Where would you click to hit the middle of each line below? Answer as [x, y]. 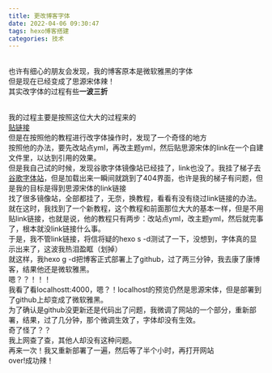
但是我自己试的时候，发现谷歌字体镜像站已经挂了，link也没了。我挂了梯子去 [135, 168]
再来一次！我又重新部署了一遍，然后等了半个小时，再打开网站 [111, 350]
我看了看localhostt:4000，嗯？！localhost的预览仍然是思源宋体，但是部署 [132, 289]
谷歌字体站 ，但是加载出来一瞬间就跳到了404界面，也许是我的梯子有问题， [132, 178]
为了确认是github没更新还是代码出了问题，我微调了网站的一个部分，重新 [129, 310]
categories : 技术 [36, 39]
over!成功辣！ [31, 361]
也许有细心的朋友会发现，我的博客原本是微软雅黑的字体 [100, 71]
